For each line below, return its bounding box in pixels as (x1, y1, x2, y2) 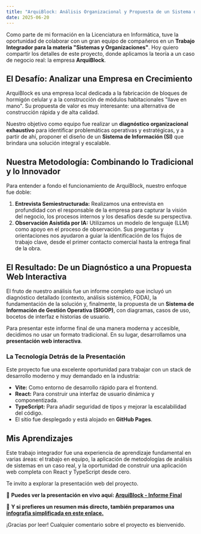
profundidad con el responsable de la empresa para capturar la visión (14, 206, 187, 214)
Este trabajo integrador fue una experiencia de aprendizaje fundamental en (6, 449, 191, 457)
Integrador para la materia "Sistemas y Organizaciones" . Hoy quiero (6, 43, 179, 51)
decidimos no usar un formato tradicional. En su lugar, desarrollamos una (6, 331, 187, 338)
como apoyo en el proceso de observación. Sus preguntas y (14, 226, 164, 233)
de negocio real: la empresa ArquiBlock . (6, 56, 106, 64)
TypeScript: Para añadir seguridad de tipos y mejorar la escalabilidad (14, 403, 187, 410)
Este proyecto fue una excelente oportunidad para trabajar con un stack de (6, 366, 191, 373)
